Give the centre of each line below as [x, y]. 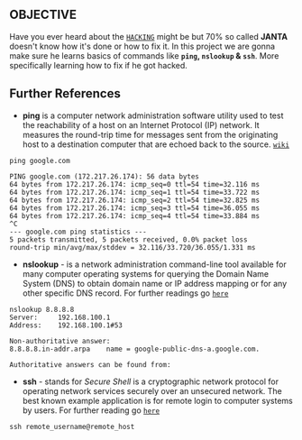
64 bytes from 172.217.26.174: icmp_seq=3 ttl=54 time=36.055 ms [134, 208]
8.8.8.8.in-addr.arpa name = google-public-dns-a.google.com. [134, 349]
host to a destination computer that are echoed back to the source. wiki [156, 144]
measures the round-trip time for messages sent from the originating [150, 134]
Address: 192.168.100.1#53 [66, 325]
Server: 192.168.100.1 [60, 317]
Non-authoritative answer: [60, 341]
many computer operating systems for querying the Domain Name [145, 273]
